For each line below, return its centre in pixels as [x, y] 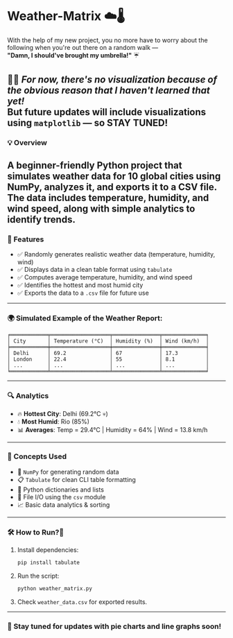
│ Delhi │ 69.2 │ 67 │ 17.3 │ [108, 354]
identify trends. [42, 219]
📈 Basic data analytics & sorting [63, 505]
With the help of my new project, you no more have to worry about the [107, 40]
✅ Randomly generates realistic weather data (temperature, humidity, [116, 254]
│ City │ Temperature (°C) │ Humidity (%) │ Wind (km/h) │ [108, 341]
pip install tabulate [48, 563]
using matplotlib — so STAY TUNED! [88, 123]
